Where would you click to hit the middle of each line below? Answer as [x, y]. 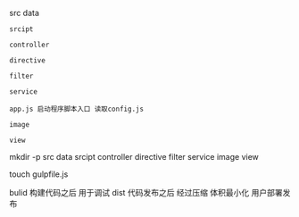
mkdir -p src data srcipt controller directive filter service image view [134, 157]
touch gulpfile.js [39, 174]
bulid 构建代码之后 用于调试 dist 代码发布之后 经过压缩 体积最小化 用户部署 [146, 192]
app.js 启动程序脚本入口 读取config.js [77, 109]
